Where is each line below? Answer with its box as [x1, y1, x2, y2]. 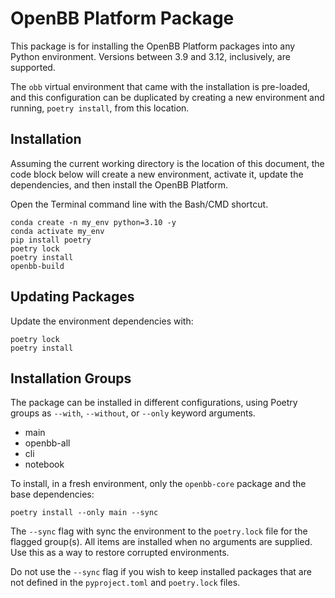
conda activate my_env [10, 226, 105, 236]
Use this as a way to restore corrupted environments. [10, 547, 230, 559]
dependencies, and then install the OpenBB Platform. [10, 178, 229, 191]
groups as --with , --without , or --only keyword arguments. [10, 407, 256, 419]
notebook [24, 458, 65, 471]
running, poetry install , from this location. [10, 102, 190, 114]
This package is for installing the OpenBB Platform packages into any [10, 40, 296, 52]
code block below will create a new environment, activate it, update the [10, 168, 304, 180]
